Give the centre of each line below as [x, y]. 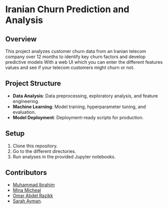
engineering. [26, 101]
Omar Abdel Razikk [33, 196]
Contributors [26, 173]
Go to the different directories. [44, 151]
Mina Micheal [27, 190]
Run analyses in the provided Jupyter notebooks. [64, 156]
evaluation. [24, 112]
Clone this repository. [35, 146]
